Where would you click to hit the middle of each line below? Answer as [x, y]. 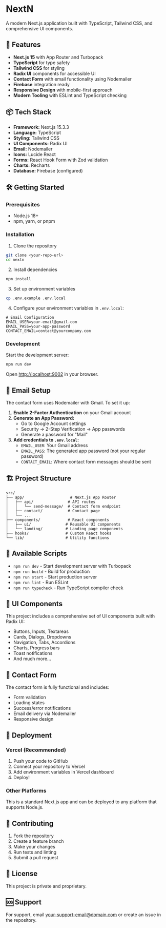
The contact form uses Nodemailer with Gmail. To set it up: [68, 403]
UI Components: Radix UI [40, 143]
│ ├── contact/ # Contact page [53, 511]
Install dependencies [35, 269]
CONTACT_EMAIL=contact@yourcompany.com [48, 331]
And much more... [32, 659]
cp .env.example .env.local [36, 298]
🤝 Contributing [30, 824]
